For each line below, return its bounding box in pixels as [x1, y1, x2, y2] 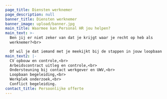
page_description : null [5, 12, 55, 17]
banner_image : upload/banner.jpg [5, 21, 75, 26]
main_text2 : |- [5, 53, 37, 58]
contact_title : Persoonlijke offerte [5, 86, 84, 91]
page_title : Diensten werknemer [5, 7, 72, 12]
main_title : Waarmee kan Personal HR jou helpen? [5, 26, 111, 31]
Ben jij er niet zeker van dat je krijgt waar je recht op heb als [9, 35, 153, 40]
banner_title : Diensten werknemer [5, 16, 77, 21]
